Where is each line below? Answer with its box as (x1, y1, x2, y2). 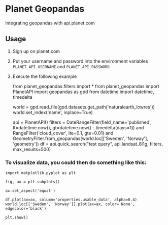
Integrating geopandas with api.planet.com (5, 20, 95, 26)
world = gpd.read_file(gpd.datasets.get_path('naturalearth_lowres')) (12, 104, 155, 110)
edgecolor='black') (5, 206, 47, 211)
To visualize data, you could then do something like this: (5, 159, 147, 166)
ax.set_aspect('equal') (5, 188, 56, 193)
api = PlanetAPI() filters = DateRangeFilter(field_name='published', (12, 119, 152, 125)
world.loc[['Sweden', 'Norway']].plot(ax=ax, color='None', (5, 202, 136, 207)
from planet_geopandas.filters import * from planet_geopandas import (12, 83, 160, 89)
